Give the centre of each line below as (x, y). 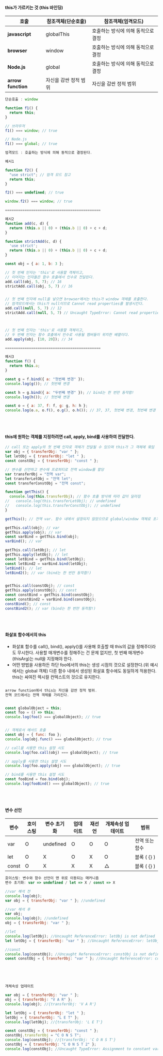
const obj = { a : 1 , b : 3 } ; (34, 264)
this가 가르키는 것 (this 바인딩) (34, 7)
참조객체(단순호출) (66, 21)
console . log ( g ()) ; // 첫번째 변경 (37, 384)
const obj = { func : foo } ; (33, 735)
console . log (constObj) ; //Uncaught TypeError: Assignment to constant (78, 1049)
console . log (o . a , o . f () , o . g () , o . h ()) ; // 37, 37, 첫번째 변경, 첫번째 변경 (81, 410)
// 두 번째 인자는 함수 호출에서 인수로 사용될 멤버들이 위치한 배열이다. (67, 335)
